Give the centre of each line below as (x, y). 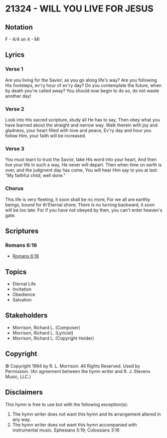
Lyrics (15, 55)
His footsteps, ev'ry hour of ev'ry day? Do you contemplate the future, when (83, 85)
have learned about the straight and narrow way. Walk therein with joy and (82, 125)
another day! (18, 96)
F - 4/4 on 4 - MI (22, 39)
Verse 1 (14, 69)
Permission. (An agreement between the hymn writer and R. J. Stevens (78, 371)
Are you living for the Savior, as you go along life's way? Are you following (81, 80)
